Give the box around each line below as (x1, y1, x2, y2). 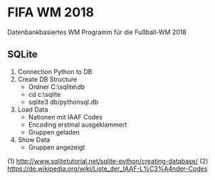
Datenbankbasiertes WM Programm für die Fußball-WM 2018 (7, 28, 187, 36)
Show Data (17, 135, 51, 144)
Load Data (17, 105, 48, 114)
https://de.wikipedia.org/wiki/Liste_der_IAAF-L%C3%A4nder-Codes (7, 164, 208, 173)
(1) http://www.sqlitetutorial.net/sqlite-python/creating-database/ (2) (7, 157, 209, 165)
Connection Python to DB (17, 67, 93, 75)
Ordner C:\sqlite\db (28, 83, 85, 91)
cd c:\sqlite (28, 90, 61, 98)
